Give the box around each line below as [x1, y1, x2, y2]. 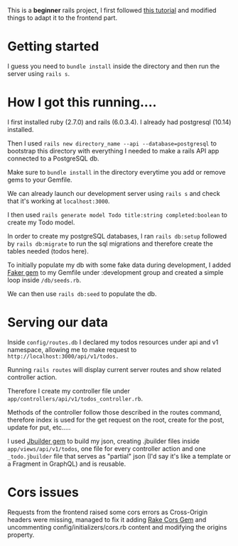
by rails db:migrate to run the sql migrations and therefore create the [7, 239, 213, 248]
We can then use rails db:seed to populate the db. [7, 289, 157, 297]
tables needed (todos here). [7, 246, 89, 255]
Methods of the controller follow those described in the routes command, [7, 408, 222, 416]
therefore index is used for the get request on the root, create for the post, [7, 415, 225, 424]
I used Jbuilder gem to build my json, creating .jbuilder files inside [7, 437, 200, 445]
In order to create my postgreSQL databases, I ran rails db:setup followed [7, 231, 227, 240]
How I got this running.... [7, 94, 157, 111]
